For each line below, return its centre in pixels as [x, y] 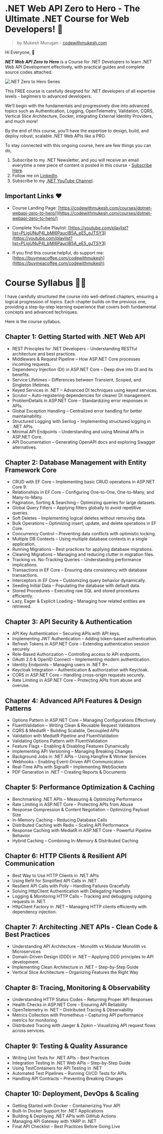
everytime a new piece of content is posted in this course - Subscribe [82, 165]
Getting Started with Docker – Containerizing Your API [66, 1105]
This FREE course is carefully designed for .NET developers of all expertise [80, 91]
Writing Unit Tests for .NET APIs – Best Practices [61, 1058]
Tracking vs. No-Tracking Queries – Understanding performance [77, 560]
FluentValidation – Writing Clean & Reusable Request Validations [76, 725]
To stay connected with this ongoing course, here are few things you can [78, 145]
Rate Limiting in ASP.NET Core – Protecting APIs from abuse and [77, 680]
